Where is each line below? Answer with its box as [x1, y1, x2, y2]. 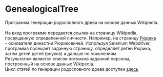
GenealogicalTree [5, 3, 79, 15]
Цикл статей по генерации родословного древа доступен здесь [5, 66, 139, 72]
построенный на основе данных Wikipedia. [5, 61, 95, 67]
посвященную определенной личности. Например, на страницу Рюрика [5, 35, 156, 41]
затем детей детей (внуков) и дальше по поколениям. [5, 50, 118, 57]
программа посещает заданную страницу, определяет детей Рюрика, [5, 45, 152, 51]
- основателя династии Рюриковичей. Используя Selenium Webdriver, [5, 40, 151, 46]
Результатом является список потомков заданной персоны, [5, 56, 131, 61]
